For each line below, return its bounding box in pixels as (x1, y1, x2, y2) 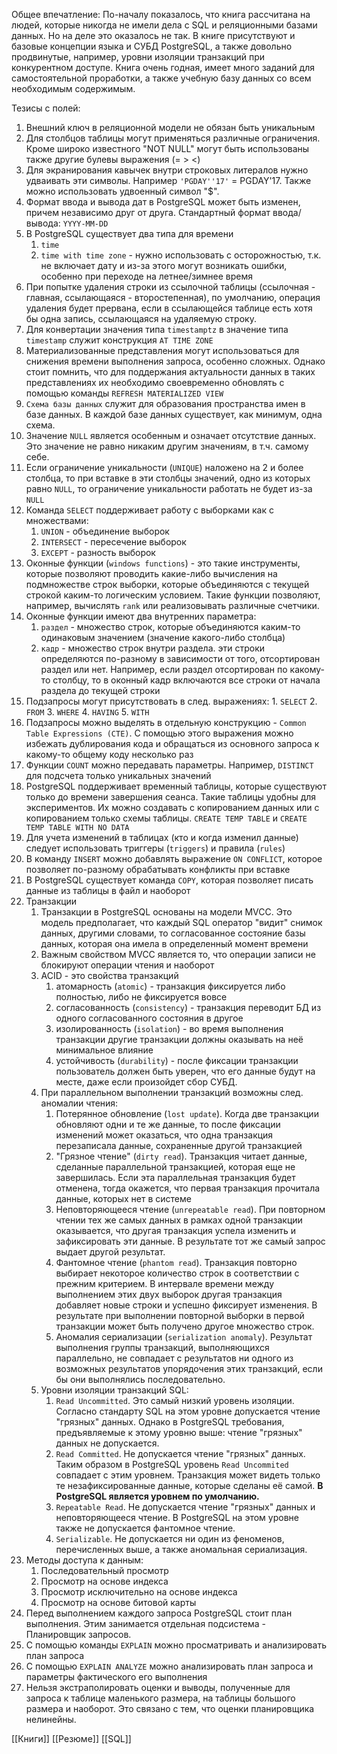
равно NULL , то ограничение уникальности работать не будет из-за (25, 483, 313, 494)
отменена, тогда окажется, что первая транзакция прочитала (55, 1182, 321, 1194)
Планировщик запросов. (25, 1629, 132, 1640)
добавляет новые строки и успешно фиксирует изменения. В (55, 1299, 318, 1311)
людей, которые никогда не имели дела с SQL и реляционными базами (11, 19, 318, 31)
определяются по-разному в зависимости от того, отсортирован (40, 653, 321, 664)
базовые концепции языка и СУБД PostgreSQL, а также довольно (11, 40, 293, 52)
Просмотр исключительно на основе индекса (40, 1586, 238, 1598)
